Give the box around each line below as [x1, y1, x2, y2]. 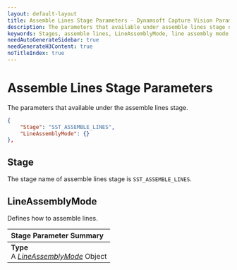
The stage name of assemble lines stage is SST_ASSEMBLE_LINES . [7, 175, 192, 183]
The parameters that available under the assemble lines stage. [7, 103, 188, 111]
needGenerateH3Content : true [7, 43, 93, 50]
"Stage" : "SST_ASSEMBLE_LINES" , [20, 123, 115, 130]
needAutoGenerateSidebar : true [7, 37, 99, 44]
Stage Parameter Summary [11, 231, 104, 240]
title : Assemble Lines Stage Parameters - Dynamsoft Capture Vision [7, 17, 213, 24]
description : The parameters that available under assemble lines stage [7, 23, 226, 30]
